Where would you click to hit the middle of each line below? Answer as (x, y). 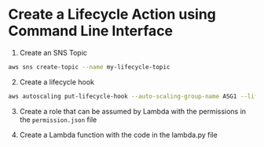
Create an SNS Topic (53, 52)
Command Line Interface (91, 31)
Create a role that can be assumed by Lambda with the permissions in (132, 111)
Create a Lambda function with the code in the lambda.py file (118, 134)
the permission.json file (58, 120)
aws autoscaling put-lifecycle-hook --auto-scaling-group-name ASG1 (123, 96)
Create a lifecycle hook (57, 82)
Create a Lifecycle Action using (112, 14)
